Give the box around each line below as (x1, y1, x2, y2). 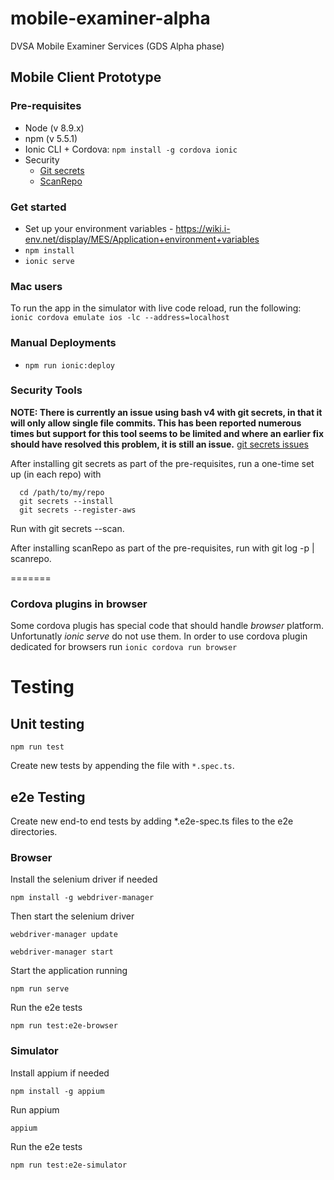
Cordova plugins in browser (10, 597, 148, 611)
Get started (10, 200, 67, 214)
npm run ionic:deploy (24, 360, 115, 371)
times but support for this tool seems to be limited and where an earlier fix (10, 427, 324, 439)
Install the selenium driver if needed (10, 873, 158, 886)
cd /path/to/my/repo (19, 487, 105, 497)
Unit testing (10, 715, 85, 732)
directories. (10, 825, 58, 837)
